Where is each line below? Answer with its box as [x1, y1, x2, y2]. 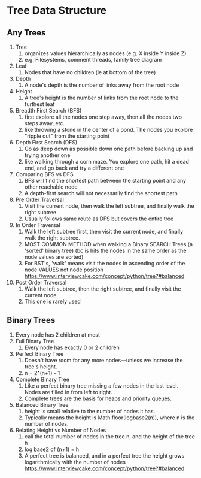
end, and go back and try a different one [24, 164, 124, 171]
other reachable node [24, 183, 78, 190]
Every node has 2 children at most [15, 331, 100, 338]
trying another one [24, 152, 71, 159]
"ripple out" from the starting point [24, 132, 110, 140]
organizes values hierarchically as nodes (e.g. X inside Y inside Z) [24, 50, 187, 57]
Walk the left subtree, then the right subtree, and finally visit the [24, 285, 181, 292]
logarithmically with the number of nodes [24, 458, 126, 465]
